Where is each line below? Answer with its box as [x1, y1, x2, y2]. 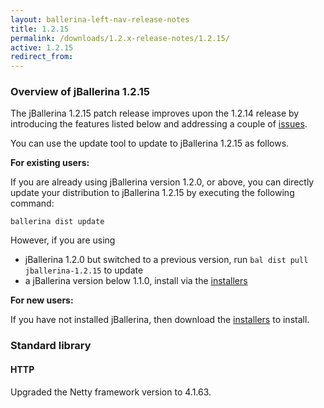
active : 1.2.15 [10, 42, 74, 53]
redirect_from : [10, 52, 74, 62]
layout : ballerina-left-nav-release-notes [10, 14, 190, 25]
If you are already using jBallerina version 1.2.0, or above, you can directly [10, 176, 315, 188]
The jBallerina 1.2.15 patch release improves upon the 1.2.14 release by [10, 107, 300, 120]
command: [10, 197, 55, 210]
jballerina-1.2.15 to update [24, 264, 144, 276]
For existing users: [10, 157, 90, 169]
